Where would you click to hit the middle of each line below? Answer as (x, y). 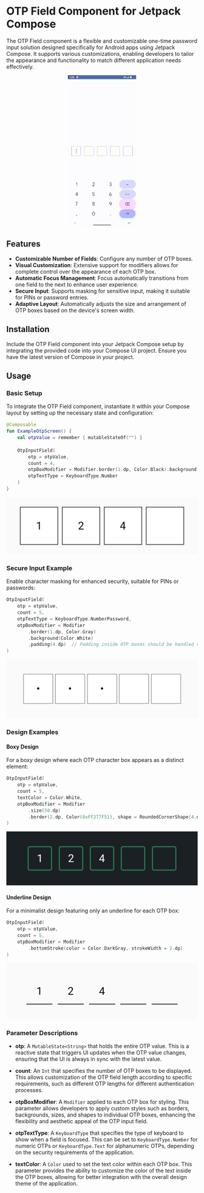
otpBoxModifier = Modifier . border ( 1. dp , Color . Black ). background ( (114, 470)
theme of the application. (46, 1184)
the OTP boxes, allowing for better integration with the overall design (101, 1177)
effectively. (20, 66)
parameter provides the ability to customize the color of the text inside (103, 1171)
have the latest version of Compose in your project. (70, 357)
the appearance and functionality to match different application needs (93, 60)
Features (23, 244)
